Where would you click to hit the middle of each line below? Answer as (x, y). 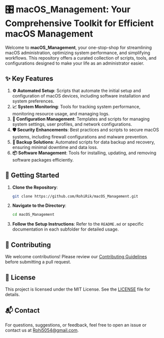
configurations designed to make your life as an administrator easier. (75, 63)
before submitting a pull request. (38, 262)
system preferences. (33, 101)
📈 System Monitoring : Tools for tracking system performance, (76, 106)
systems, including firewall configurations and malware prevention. (80, 136)
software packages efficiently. (43, 160)
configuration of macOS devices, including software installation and (81, 96)
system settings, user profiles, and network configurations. (72, 124)
